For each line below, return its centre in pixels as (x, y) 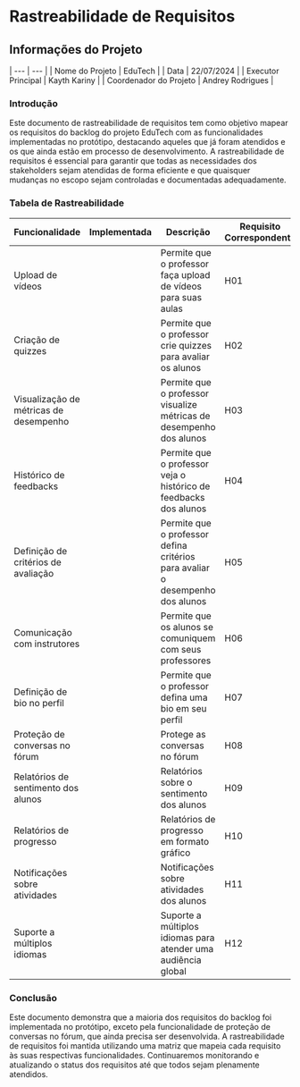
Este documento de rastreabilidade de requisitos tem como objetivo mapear (149, 123)
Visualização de (47, 399)
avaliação (34, 573)
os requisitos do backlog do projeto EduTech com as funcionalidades (136, 132)
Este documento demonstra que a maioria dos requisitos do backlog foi (141, 1017)
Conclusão (33, 998)
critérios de (38, 562)
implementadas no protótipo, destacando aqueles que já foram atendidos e (147, 142)
